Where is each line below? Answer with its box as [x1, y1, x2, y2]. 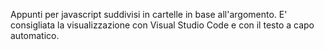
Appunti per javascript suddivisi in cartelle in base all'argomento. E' [10, 9, 288, 20]
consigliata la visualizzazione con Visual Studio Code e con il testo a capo [10, 19, 315, 31]
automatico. [10, 30, 60, 41]
